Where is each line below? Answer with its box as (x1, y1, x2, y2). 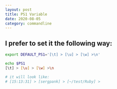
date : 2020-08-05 (5, 16, 41, 21)
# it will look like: (5, 74, 50, 79)
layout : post (5, 7, 32, 12)
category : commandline (5, 21, 52, 26)
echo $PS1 (5, 61, 26, 66)
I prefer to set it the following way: (5, 39, 113, 47)
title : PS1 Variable (5, 12, 48, 17)
